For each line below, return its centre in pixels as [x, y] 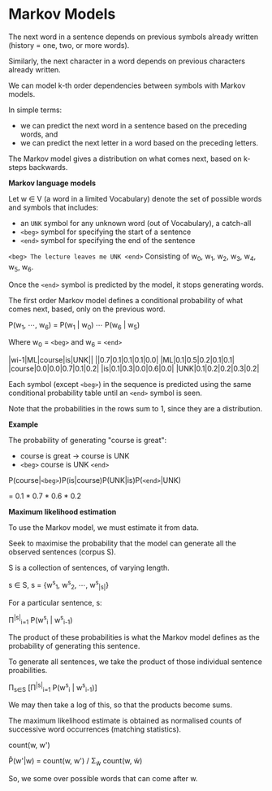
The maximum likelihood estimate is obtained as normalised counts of [125, 721]
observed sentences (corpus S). [62, 552]
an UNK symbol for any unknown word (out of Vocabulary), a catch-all [136, 223]
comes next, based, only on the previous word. [87, 309]
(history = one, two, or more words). [69, 45]
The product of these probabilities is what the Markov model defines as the [134, 637]
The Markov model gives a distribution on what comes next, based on [125, 159]
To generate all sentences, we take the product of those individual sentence [135, 662]
